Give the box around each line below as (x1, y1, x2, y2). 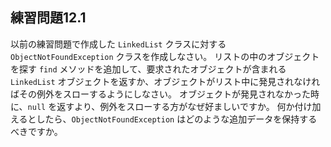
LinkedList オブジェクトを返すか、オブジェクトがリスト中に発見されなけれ (10, 75, 321, 87)
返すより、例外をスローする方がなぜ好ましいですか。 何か (56, 100, 295, 112)
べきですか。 (10, 125, 63, 137)
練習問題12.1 (10, 9, 87, 27)
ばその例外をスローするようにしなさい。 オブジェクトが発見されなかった (10, 88, 311, 100)
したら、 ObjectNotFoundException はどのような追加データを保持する (36, 113, 318, 125)
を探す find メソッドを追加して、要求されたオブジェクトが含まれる (10, 63, 287, 75)
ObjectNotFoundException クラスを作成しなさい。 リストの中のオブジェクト (10, 50, 320, 62)
